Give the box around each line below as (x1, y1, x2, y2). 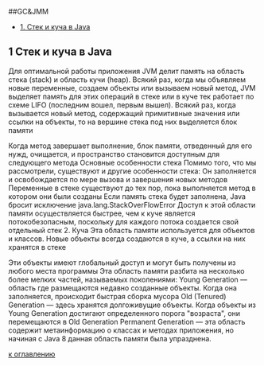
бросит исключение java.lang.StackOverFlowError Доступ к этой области (8, 200, 256, 209)
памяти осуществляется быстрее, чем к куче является (8, 208, 196, 218)
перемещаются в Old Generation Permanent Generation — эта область (8, 317, 246, 326)
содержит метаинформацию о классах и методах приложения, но (8, 325, 235, 335)
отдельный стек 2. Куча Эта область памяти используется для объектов (8, 225, 255, 235)
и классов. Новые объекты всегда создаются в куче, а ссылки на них (8, 234, 247, 243)
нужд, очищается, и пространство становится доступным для (8, 149, 220, 158)
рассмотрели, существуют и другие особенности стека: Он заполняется (8, 166, 257, 176)
